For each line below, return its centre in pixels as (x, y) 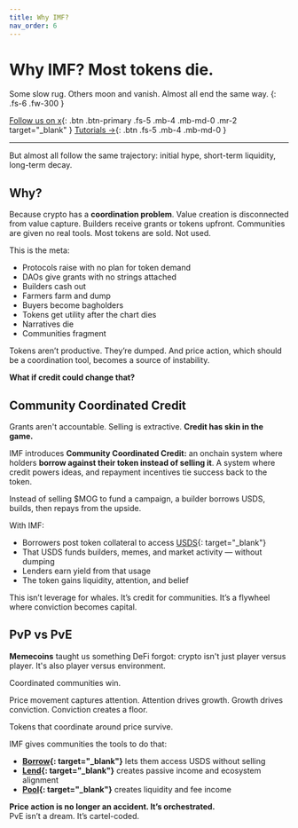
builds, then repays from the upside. (75, 509)
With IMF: (27, 525)
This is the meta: (39, 250)
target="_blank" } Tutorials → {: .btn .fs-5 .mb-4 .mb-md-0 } (118, 130)
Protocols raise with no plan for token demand (106, 268)
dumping (38, 562)
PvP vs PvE (41, 635)
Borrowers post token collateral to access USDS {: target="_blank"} (144, 543)
